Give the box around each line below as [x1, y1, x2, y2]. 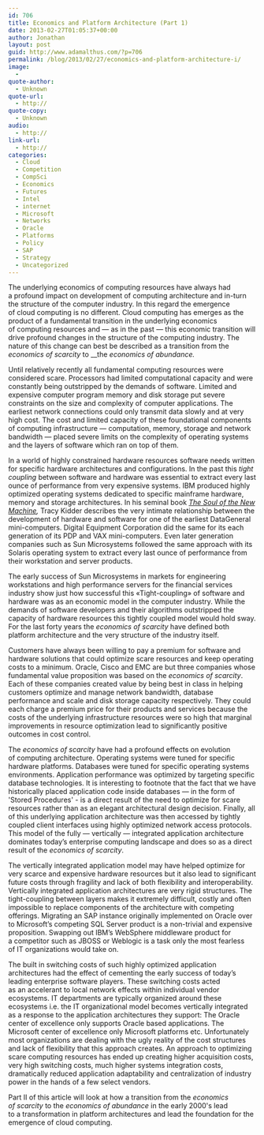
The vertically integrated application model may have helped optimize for [8, 861, 246, 871]
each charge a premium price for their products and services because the [8, 704, 248, 714]
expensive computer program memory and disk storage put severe [8, 390, 225, 399]
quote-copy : [8, 107, 47, 115]
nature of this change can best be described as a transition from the [8, 341, 230, 351]
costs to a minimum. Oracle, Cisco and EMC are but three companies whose [8, 662, 256, 672]
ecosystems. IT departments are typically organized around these [8, 994, 222, 1003]
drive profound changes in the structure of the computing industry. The [8, 333, 240, 343]
